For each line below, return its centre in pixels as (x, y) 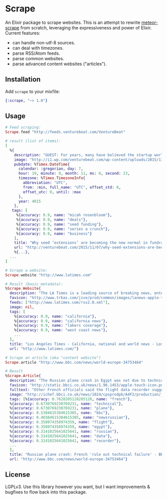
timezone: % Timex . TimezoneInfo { (52, 178)
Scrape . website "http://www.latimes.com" (49, 275)
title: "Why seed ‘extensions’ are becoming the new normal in (81, 243)
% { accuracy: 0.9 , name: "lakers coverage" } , (61, 326)
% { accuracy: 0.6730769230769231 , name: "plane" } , (62, 408)
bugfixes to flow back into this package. (46, 492)
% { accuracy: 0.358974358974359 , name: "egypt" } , (61, 427)
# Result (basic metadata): (34, 284)
